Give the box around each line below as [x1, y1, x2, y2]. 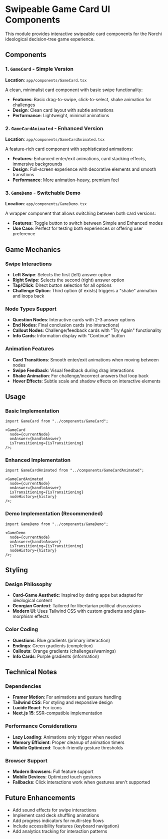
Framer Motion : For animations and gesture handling [12, 694, 121, 700]
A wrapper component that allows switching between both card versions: [5, 210, 156, 216]
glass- [133, 608, 146, 614]
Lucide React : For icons [12, 705, 62, 711]
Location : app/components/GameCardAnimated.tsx [5, 136, 105, 142]
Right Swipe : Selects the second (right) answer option [12, 277, 125, 283]
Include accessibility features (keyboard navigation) [12, 822, 119, 829]
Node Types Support [5, 305, 56, 312]
